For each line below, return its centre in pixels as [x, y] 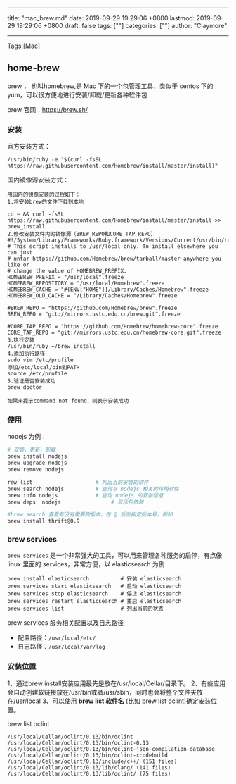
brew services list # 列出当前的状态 [85, 609]
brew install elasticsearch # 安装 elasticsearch [94, 579]
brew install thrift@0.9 [44, 521]
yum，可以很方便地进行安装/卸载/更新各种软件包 [77, 94]
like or [19, 265]
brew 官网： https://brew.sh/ [48, 109]
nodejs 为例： [27, 437]
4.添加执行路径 [26, 354]
